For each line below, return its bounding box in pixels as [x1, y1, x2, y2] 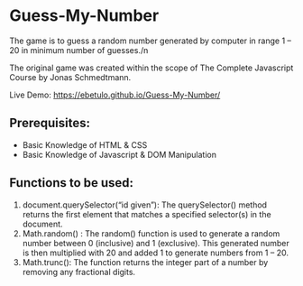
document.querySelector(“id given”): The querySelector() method [22, 199, 268, 210]
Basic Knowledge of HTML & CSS [22, 139, 148, 150]
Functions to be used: [9, 175, 133, 190]
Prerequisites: [9, 115, 90, 131]
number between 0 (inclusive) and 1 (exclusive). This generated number [22, 237, 290, 248]
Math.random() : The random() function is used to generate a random [22, 227, 280, 239]
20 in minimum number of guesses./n [9, 44, 149, 55]
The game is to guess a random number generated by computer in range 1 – [9, 35, 291, 46]
